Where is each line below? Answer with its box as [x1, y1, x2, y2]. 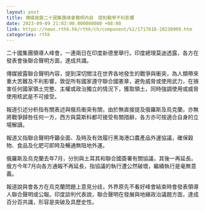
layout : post [6, 9, 40, 15]
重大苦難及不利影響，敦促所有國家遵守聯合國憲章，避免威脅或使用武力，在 [6, 78, 193, 85]
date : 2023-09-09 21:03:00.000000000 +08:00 [6, 20, 121, 26]
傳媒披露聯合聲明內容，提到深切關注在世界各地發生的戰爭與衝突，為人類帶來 [6, 70, 199, 77]
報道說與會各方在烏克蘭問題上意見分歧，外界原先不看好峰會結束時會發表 [6, 183, 188, 190]
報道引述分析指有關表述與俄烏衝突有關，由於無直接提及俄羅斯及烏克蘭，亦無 [6, 106, 199, 113]
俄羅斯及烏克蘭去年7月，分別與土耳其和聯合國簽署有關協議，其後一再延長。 [6, 155, 196, 162]
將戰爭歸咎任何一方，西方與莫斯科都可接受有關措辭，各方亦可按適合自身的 [6, 114, 193, 121]
